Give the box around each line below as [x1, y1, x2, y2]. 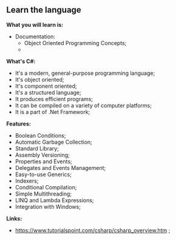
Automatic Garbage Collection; [15, 138, 93, 146]
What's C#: [6, 57, 36, 65]
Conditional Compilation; [15, 183, 77, 191]
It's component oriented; [15, 82, 77, 90]
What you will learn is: [6, 21, 64, 28]
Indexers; [15, 177, 39, 185]
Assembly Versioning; [15, 151, 70, 158]
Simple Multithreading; [15, 190, 72, 197]
